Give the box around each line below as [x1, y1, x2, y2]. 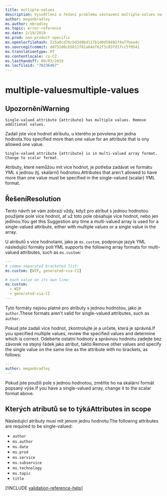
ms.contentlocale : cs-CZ [5, 53, 57, 59]
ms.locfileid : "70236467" [5, 63, 59, 68]
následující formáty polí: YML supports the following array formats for [5, 244, 147, 250]
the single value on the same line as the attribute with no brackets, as [5, 346, 148, 352]
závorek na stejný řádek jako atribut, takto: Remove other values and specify [5, 341, 161, 347]
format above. [5, 390, 34, 396]
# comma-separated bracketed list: [5, 263, 79, 269]
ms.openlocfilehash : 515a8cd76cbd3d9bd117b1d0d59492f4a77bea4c [5, 40, 140, 45]
